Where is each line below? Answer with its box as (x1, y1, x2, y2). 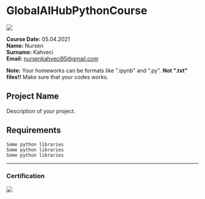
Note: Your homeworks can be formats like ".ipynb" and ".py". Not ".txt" (6, 67, 188, 74)
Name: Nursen (6, 42, 44, 49)
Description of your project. (6, 107, 76, 115)
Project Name (6, 91, 59, 102)
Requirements (6, 125, 61, 135)
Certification (6, 172, 45, 181)
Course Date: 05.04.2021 (6, 35, 70, 43)
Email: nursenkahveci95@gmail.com (6, 54, 99, 62)
